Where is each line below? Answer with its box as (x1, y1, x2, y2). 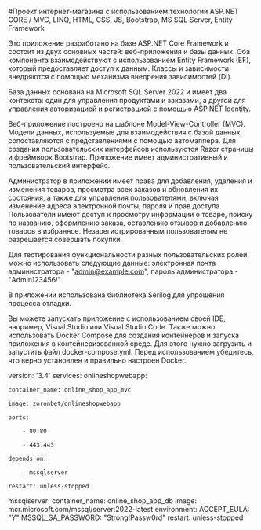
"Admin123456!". (8, 275, 63, 284)
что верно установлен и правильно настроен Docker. (8, 355, 187, 365)
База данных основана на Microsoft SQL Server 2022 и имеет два (8, 87, 227, 97)
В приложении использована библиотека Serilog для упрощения (8, 290, 225, 300)
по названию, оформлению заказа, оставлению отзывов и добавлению (8, 218, 248, 227)
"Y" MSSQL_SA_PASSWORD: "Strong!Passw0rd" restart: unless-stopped (8, 513, 244, 522)
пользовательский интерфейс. (8, 161, 111, 170)
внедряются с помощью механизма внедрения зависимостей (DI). (8, 72, 233, 81)
